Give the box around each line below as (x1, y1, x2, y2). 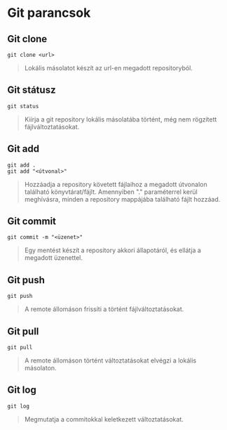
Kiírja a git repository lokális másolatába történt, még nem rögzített (24, 115, 217, 124)
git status (7, 103, 39, 110)
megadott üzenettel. (24, 254, 83, 262)
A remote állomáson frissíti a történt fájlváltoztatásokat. (24, 305, 184, 313)
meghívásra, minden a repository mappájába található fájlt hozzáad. (24, 195, 221, 203)
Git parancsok (7, 5, 91, 21)
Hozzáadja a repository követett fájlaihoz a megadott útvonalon (24, 180, 208, 188)
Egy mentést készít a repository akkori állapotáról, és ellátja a (24, 246, 202, 254)
